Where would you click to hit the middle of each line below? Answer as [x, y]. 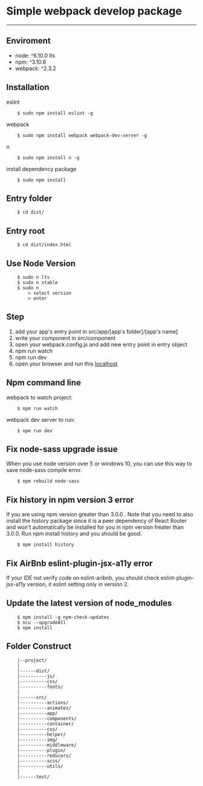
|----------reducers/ [44, 755]
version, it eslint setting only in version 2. [78, 585]
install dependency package [41, 169]
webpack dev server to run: [41, 419]
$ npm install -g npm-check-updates [63, 617]
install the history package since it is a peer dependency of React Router [97, 521]
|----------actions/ [43, 702]
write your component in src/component [65, 338]
